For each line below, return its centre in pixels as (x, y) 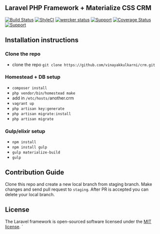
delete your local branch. (30, 194)
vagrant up (23, 103)
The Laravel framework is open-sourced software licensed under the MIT (78, 221)
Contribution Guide (35, 173)
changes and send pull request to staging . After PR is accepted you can (77, 189)
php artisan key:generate (38, 109)
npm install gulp (30, 148)
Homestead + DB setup (33, 77)
